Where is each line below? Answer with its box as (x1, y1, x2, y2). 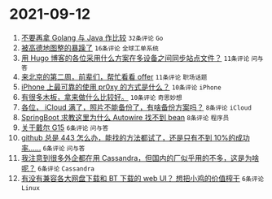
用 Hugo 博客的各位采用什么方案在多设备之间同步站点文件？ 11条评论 (20, 53, 250, 63)
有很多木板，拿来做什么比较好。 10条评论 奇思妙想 (20, 92, 182, 102)
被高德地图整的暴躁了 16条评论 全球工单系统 (20, 42, 160, 53)
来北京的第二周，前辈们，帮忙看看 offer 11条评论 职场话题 (20, 71, 208, 81)
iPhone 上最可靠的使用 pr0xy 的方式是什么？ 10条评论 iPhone (20, 82, 222, 92)
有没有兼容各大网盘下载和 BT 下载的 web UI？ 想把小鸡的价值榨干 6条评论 (20, 173, 264, 183)
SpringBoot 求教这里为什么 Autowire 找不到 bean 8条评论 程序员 (20, 112, 230, 122)
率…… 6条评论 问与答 (20, 143, 86, 153)
